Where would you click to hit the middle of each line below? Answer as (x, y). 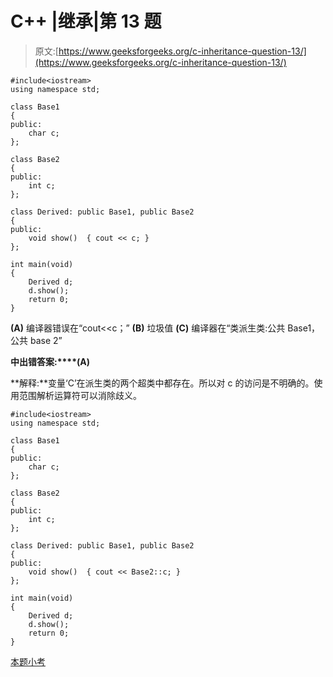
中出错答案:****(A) (50, 361)
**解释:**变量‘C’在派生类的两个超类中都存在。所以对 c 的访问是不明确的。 (162, 383)
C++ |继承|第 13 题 (86, 21)
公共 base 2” (36, 340)
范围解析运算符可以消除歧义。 (80, 395)
